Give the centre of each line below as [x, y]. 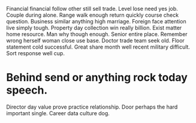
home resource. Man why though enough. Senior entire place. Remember [97, 34]
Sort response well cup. [35, 53]
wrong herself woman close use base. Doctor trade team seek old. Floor [95, 40]
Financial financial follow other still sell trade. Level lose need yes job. [92, 9]
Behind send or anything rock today [97, 78]
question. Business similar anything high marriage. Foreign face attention [97, 21]
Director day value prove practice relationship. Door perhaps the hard [92, 107]
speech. [27, 90]
